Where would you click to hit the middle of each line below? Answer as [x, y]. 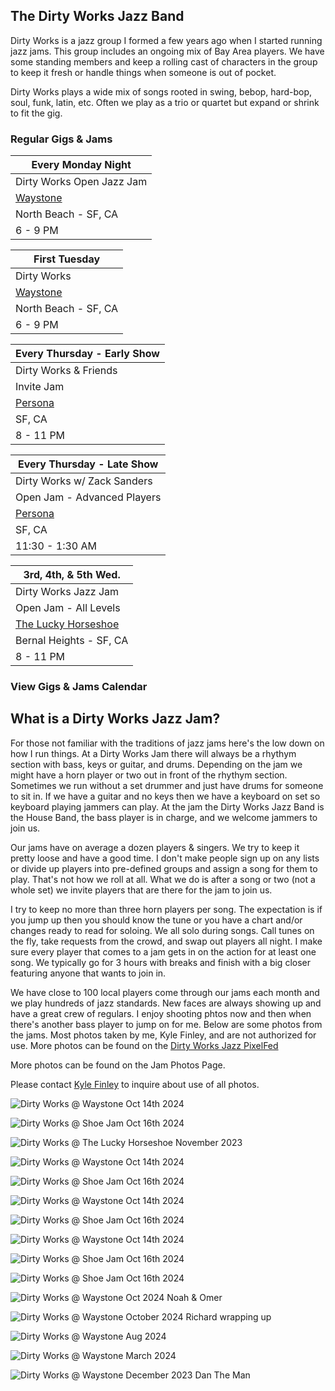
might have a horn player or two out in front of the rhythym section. [149, 775]
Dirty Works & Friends [66, 371]
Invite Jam [40, 387]
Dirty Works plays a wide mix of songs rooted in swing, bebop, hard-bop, [161, 91]
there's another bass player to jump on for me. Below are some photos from [166, 1024]
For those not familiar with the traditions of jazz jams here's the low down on [167, 743]
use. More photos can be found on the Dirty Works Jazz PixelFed [144, 1045]
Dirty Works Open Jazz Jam [81, 182]
